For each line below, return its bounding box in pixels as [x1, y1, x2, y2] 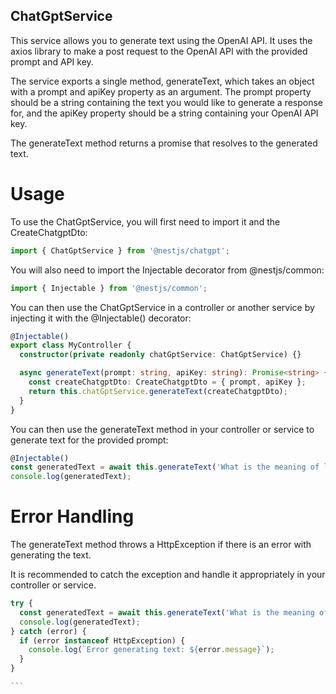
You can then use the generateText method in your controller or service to [10, 423, 315, 435]
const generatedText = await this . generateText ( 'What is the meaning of [10, 462, 320, 473]
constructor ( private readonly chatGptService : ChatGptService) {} [19, 350, 302, 360]
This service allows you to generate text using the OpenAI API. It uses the [10, 34, 313, 46]
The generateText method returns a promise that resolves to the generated [10, 137, 318, 149]
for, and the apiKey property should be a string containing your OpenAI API [10, 107, 319, 119]
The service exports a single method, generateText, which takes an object [10, 75, 315, 87]
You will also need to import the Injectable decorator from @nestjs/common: [10, 264, 325, 276]
